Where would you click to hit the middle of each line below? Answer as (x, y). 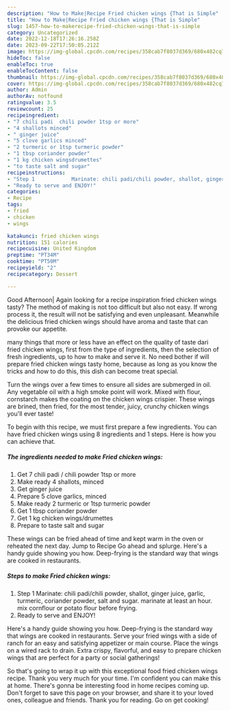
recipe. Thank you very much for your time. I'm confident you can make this (114, 678)
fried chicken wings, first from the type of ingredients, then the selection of (113, 349)
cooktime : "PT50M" (33, 262)
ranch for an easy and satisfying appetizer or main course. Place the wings (113, 643)
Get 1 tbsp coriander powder (57, 510)
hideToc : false (29, 58)
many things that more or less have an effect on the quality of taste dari (108, 342)
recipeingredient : (33, 115)
